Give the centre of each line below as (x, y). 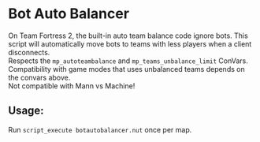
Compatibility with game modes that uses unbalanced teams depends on (127, 69)
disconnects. (29, 52)
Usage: (26, 111)
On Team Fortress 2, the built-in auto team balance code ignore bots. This (128, 35)
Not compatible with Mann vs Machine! (72, 86)
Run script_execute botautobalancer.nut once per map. (100, 129)
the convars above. (39, 77)
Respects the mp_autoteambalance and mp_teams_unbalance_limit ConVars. (128, 61)
